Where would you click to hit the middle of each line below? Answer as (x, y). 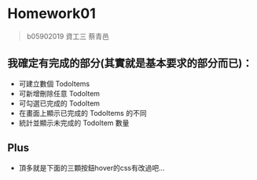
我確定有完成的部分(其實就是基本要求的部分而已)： (130, 63)
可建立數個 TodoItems (54, 84)
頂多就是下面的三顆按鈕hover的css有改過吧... (92, 167)
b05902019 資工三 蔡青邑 (68, 36)
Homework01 (51, 14)
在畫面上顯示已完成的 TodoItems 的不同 (83, 113)
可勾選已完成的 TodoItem (59, 103)
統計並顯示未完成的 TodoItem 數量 (74, 123)
